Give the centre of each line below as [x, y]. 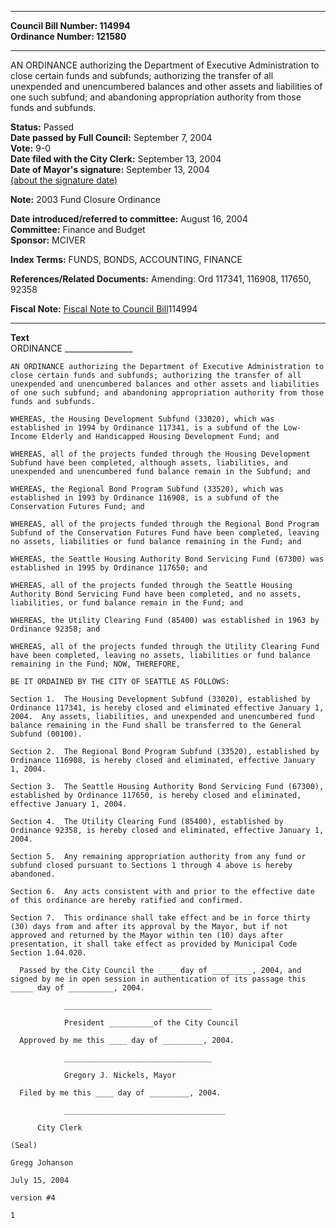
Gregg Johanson [42, 1163]
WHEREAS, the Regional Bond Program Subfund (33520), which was [147, 489]
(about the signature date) [64, 180]
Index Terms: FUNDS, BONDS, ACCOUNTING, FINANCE [126, 259]
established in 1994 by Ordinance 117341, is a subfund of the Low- [156, 428]
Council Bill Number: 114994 [70, 25]
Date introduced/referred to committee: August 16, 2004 [129, 219]
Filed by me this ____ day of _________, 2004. [120, 1093]
